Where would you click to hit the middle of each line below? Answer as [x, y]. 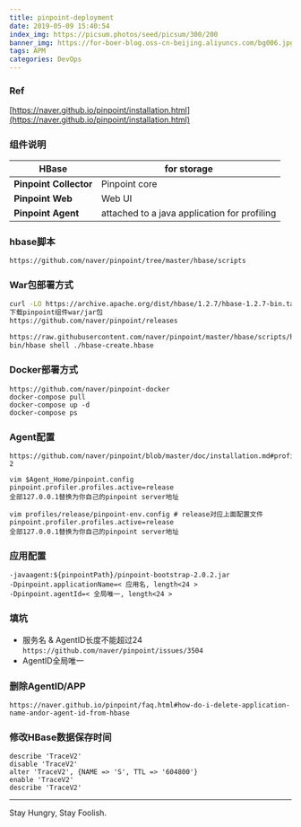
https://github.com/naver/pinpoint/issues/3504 [112, 651]
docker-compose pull [48, 397]
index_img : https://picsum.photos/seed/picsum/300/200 [114, 34]
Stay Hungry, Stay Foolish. [58, 813]
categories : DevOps [46, 59]
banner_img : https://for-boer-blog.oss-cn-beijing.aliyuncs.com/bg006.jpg [152, 43]
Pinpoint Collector [53, 183]
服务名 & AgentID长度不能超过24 [82, 639]
